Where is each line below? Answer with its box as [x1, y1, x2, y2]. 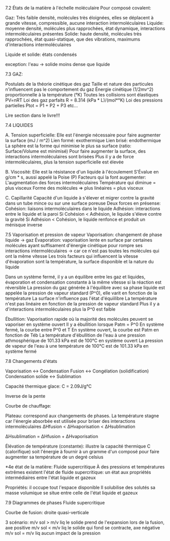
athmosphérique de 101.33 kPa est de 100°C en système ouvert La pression [5, 337, 163, 344]
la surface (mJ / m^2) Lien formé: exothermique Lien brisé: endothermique [5, 138, 161, 143]
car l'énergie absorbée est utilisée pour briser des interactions [5, 418, 135, 424]
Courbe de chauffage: [5, 403, 52, 409]
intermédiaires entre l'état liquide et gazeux [5, 475, 96, 481]
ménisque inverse [5, 222, 43, 228]
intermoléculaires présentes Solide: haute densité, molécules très [5, 31, 142, 37]
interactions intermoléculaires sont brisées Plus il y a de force [5, 154, 134, 159]
